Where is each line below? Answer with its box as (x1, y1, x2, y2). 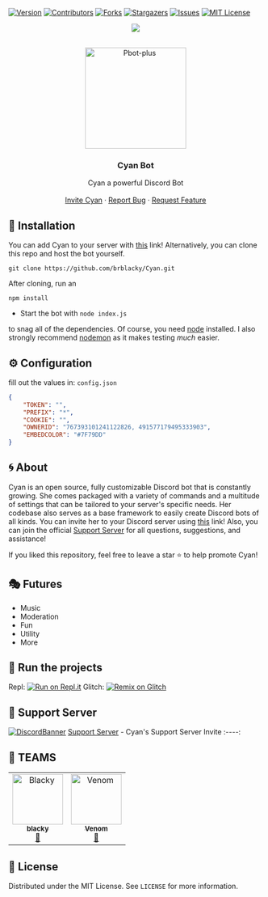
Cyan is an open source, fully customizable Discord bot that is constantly (8, 482, 252, 492)
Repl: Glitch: (8, 682, 105, 692)
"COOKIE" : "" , (23, 416, 70, 424)
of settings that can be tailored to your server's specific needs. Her (8, 499, 232, 509)
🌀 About (8, 461, 48, 475)
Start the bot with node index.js (19, 308, 128, 319)
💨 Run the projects (8, 661, 103, 675)
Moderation (19, 611, 59, 621)
